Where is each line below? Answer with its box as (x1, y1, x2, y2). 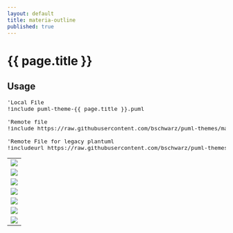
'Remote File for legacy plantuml (7, 138, 114, 146)
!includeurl (7, 144, 44, 152)
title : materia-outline (7, 17, 76, 24)
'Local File (7, 98, 44, 106)
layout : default (7, 10, 54, 17)
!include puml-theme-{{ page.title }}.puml (7, 105, 144, 113)
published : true (7, 23, 54, 30)
